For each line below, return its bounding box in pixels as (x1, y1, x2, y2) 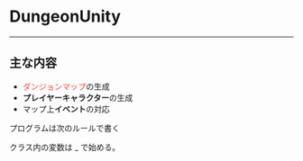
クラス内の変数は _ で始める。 (9, 141, 120, 152)
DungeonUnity (9, 6, 122, 27)
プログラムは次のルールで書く (9, 122, 120, 133)
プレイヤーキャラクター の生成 (22, 92, 133, 103)
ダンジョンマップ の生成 (22, 81, 110, 92)
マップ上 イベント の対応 (22, 103, 110, 114)
